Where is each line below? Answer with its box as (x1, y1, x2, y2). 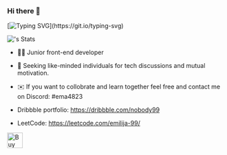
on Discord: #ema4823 (17, 93, 83, 101)
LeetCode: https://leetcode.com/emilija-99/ (17, 119, 141, 128)
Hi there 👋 (7, 6, 41, 16)
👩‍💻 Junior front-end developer (17, 48, 105, 57)
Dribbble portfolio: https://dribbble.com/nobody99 (17, 106, 160, 114)
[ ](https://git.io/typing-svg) (7, 22, 124, 30)
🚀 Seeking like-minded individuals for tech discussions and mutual (17, 62, 206, 70)
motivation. (17, 69, 50, 77)
